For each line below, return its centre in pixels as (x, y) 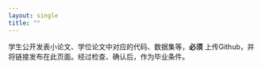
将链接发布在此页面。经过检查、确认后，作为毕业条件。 (98, 56)
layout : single (33, 15)
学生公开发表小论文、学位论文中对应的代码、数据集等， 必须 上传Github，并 (131, 46)
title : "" (25, 23)
